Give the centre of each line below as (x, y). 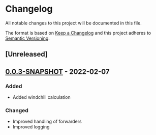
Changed (17, 110)
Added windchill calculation (41, 97)
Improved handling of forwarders (47, 121)
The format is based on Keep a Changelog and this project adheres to (78, 33)
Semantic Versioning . (27, 38)
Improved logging (31, 127)
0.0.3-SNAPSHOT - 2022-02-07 (58, 72)
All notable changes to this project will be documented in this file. (74, 23)
